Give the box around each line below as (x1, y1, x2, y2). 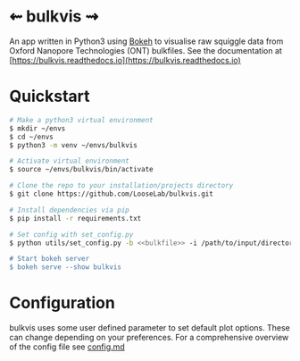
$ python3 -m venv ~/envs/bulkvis (9, 140, 138, 149)
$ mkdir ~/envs (9, 123, 66, 133)
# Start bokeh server (9, 255, 90, 264)
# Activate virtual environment (9, 156, 129, 166)
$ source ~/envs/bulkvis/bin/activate (9, 165, 154, 174)
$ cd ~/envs (9, 132, 54, 141)
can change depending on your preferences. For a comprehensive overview (9, 332, 289, 343)
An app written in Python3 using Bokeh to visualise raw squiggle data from (9, 36, 284, 46)
